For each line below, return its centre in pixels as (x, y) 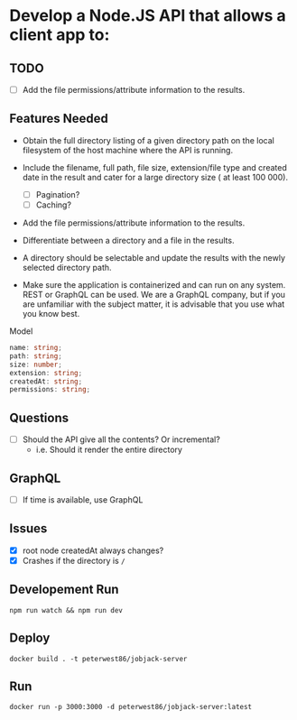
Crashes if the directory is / (74, 560)
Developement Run (64, 590)
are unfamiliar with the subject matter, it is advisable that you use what (153, 304)
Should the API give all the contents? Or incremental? (121, 439)
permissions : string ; (50, 390)
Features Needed (59, 119)
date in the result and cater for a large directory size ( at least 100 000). (155, 177)
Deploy (30, 638)
